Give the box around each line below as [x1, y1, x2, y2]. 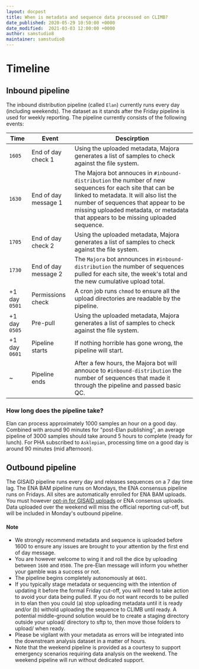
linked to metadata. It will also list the [74, 191, 177, 199]
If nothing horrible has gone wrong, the [74, 339, 184, 347]
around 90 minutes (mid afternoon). [6, 445, 94, 452]
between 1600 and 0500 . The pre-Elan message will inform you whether [14, 562, 188, 569]
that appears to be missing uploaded [74, 213, 176, 222]
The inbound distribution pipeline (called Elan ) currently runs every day [6, 102, 180, 108]
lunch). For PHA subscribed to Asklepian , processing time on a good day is [6, 439, 189, 446]
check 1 [31, 156, 54, 163]
